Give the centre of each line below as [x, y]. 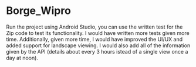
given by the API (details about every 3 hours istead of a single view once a [97, 51]
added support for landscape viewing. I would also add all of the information [98, 45]
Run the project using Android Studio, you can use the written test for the [94, 27]
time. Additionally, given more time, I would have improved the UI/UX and [94, 39]
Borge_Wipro [39, 11]
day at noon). [22, 58]
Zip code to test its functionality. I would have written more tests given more [98, 33]
